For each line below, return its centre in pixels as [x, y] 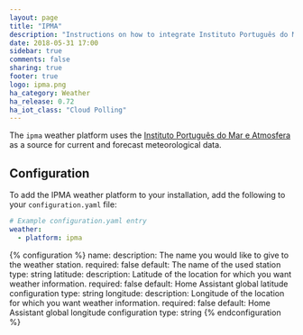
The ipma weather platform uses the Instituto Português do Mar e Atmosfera [150, 135]
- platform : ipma [50, 238]
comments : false [40, 59]
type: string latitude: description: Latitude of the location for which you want [151, 274]
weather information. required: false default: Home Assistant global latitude [149, 284]
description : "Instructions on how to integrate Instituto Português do [149, 34]
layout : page [34, 18]
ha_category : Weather [50, 93]
